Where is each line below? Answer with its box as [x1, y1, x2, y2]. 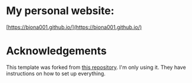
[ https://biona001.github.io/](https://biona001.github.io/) [6, 24, 143, 31]
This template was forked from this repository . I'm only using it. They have [6, 64, 187, 71]
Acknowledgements [6, 44, 107, 58]
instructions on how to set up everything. [6, 69, 106, 77]
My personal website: [6, 4, 115, 18]
